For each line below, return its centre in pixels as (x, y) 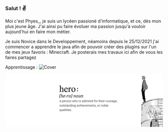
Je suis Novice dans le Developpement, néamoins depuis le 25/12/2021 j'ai (82, 42)
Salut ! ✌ (16, 8)
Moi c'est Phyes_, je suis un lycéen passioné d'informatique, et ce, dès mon (83, 21)
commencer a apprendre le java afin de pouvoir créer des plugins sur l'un (81, 47)
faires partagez (21, 58)
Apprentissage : (21, 67)
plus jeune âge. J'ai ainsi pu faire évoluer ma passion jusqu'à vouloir (75, 27)
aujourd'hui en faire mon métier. (38, 32)
